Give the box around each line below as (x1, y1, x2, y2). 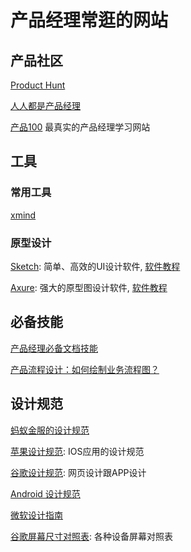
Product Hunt (10, 79, 66, 91)
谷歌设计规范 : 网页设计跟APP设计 (10, 466, 147, 478)
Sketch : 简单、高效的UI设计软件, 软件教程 (10, 260, 181, 272)
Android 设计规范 (10, 487, 81, 500)
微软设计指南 (10, 509, 63, 521)
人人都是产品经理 (10, 100, 81, 111)
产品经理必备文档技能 (10, 342, 98, 354)
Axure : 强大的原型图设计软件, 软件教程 (10, 281, 168, 293)
